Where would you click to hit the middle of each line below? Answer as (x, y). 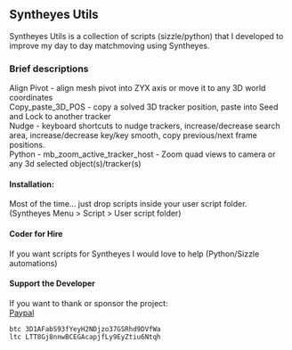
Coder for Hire (36, 233)
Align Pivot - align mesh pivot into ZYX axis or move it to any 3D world (138, 88)
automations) (33, 263)
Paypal (22, 313)
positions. (27, 145)
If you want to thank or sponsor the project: (89, 303)
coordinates (31, 98)
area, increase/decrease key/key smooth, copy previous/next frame (134, 135)
